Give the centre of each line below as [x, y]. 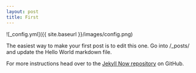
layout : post [22, 12]
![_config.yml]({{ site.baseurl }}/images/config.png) [70, 34]
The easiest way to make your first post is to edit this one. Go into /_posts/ [98, 46]
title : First [22, 17]
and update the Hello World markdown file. [59, 52]
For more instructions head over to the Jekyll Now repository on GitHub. [95, 64]
